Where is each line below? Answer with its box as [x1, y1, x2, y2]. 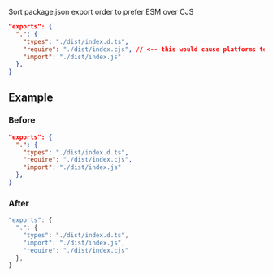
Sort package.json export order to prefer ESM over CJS [8, 7, 194, 16]
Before [8, 115, 36, 126]
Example [8, 90, 54, 104]
